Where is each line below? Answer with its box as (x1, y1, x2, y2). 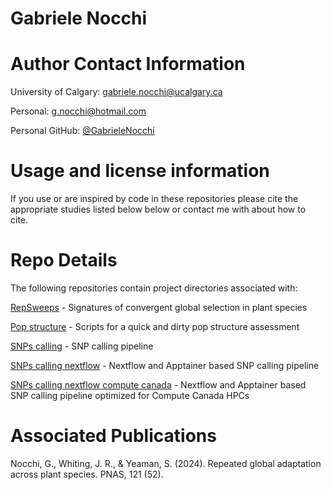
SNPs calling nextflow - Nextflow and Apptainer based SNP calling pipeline (10, 360, 320, 371)
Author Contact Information (10, 53, 246, 76)
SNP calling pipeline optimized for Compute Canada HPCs (10, 390, 250, 401)
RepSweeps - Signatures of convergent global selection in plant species (10, 302, 308, 313)
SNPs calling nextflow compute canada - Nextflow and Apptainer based (10, 379, 307, 391)
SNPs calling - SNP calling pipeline (10, 340, 154, 352)
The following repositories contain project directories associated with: (10, 282, 298, 294)
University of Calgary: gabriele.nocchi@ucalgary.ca (10, 86, 223, 98)
